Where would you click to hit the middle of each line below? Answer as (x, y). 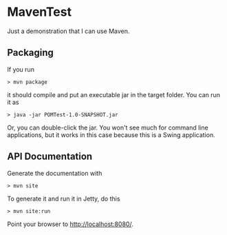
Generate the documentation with (55, 173)
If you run (21, 69)
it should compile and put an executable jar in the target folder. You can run (114, 94)
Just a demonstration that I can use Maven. (68, 31)
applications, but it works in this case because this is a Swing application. (111, 134)
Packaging (30, 53)
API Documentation (50, 157)
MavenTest (40, 12)
